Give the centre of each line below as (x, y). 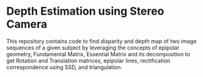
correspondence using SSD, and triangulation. (65, 67)
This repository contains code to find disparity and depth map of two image (102, 41)
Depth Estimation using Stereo (85, 11)
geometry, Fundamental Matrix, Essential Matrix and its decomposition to (98, 54)
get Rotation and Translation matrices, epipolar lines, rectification (88, 61)
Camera (27, 24)
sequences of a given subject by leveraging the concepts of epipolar (93, 48)
